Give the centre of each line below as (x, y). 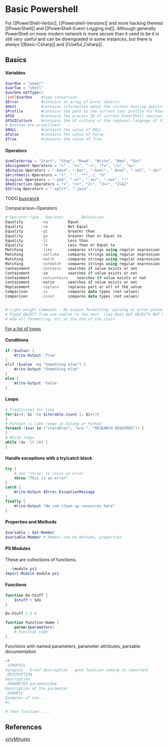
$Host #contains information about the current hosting (76, 106)
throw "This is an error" (41, 478)
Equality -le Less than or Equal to (60, 245)
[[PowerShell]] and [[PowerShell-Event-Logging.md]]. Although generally (80, 28)
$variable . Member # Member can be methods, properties (63, 537)
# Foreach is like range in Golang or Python (53, 423)
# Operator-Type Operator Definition (54, 217)
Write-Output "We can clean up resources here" (64, 506)
